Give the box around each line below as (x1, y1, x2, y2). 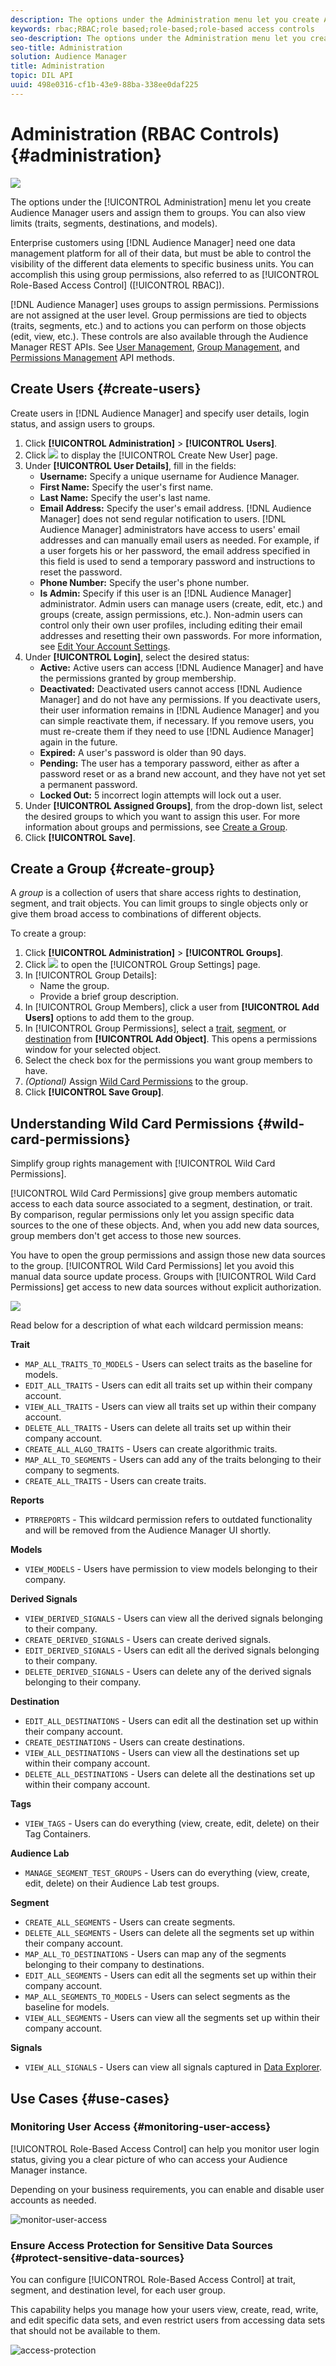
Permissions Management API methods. (10, 351, 175, 363)
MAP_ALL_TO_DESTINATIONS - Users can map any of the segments (24, 1948, 287, 1960)
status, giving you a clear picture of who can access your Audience (10, 2153, 288, 2165)
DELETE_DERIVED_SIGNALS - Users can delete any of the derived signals (24, 1666, 312, 1678)
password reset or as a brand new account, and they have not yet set (39, 767, 326, 780)
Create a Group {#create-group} (10, 860, 216, 877)
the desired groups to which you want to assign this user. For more (24, 810, 301, 822)
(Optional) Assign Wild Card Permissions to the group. (24, 1076, 249, 1088)
